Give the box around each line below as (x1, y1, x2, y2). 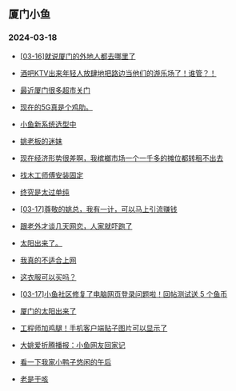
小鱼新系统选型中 (19, 119, 77, 129)
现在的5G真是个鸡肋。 (19, 102, 94, 112)
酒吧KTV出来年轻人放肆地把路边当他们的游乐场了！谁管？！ (19, 68, 217, 78)
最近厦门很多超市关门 (19, 85, 90, 94)
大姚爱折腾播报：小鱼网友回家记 (19, 340, 126, 349)
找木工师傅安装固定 (19, 170, 84, 180)
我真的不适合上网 (19, 255, 77, 265)
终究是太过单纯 (19, 187, 70, 197)
